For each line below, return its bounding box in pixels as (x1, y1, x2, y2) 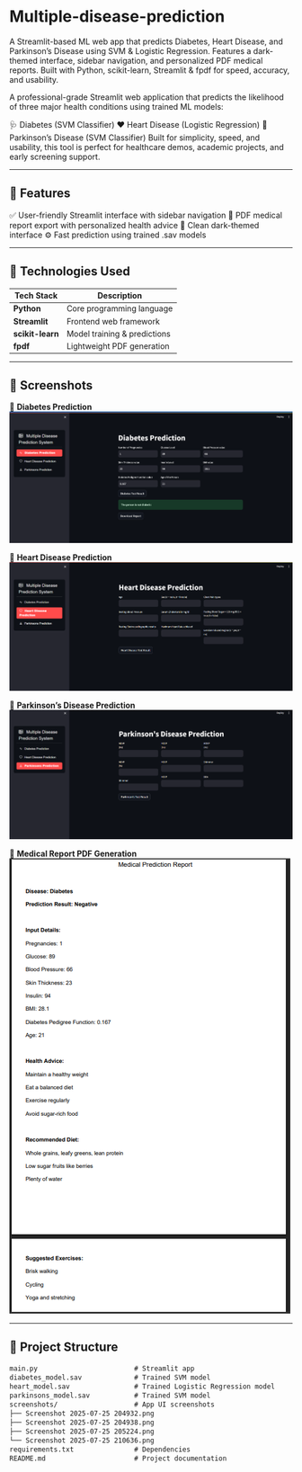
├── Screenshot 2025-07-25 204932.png (9, 1409, 155, 1418)
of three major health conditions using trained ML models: (9, 101, 224, 112)
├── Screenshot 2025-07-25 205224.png (9, 1427, 155, 1436)
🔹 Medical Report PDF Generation (9, 848, 138, 859)
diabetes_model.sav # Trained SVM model (9, 1373, 211, 1382)
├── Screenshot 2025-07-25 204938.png (9, 1418, 155, 1427)
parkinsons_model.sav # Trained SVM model (9, 1391, 211, 1400)
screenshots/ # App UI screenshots (9, 1400, 216, 1409)
